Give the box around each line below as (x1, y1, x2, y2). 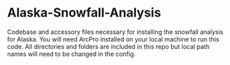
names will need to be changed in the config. (7, 50, 136, 58)
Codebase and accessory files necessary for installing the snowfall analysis (7, 28, 224, 36)
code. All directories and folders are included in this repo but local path (7, 42, 210, 50)
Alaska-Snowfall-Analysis (7, 5, 161, 21)
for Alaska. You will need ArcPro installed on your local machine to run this (7, 35, 220, 43)
